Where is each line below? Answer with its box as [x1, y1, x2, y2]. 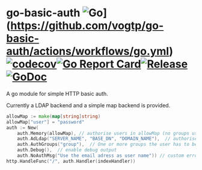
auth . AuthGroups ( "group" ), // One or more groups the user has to [17, 142, 189, 148]
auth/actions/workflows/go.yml [6, 45, 170, 58]
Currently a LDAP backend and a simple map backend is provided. [6, 101, 171, 109]
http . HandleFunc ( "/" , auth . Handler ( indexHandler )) [6, 158, 136, 164]
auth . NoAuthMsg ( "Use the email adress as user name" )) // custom [17, 153, 185, 159]
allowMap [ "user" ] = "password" [6, 119, 85, 125]
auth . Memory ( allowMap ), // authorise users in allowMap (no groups [17, 130, 189, 136]
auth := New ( [6, 124, 39, 131]
